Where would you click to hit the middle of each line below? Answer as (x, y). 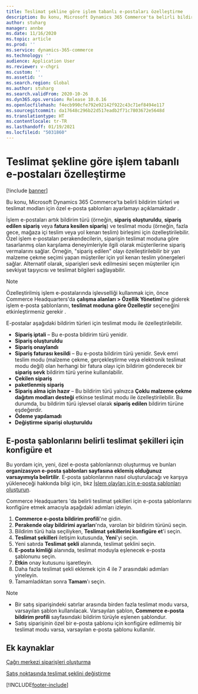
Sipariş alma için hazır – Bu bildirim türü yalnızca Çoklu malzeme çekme (103, 391)
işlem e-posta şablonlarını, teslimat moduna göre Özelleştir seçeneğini (93, 305)
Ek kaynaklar (30, 648)
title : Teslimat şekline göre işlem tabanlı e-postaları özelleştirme (95, 12)
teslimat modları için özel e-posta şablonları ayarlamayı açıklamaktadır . (93, 208)
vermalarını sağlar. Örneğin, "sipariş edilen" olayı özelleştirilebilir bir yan (93, 251)
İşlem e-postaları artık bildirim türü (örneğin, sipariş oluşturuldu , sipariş (94, 220)
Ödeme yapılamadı (38, 416)
